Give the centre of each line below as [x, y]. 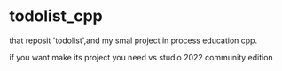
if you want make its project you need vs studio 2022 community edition [141, 57]
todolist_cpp [56, 16]
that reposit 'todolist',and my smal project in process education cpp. [133, 40]
